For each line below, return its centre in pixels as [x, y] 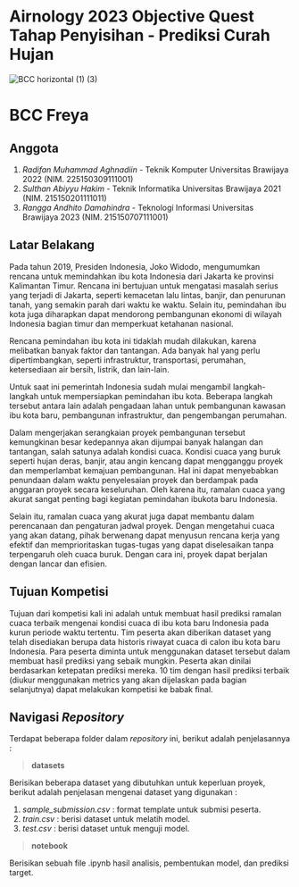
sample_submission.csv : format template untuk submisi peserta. [141, 809]
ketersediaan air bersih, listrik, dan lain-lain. [89, 369]
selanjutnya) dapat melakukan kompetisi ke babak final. [111, 689]
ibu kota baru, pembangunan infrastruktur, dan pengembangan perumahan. [148, 415]
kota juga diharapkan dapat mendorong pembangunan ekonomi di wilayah [146, 314]
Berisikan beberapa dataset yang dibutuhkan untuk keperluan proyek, [137, 782]
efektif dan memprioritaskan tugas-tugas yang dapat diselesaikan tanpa [141, 544]
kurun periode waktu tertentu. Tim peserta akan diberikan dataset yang [141, 632]
